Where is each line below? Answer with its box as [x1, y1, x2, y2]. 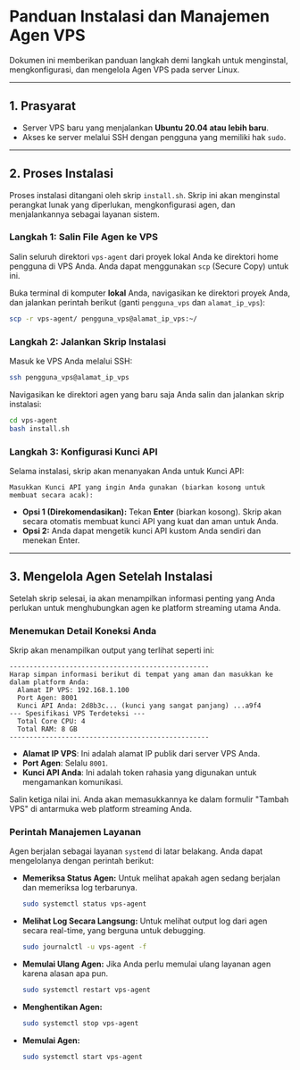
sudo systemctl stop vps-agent [21, 1018, 139, 1028]
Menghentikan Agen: [21, 1001, 103, 1012]
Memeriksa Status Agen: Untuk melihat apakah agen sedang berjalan [21, 873, 281, 883]
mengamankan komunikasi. [21, 777, 123, 788]
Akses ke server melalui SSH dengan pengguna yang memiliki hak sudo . [21, 131, 287, 142]
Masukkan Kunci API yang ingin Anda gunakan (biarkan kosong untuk [9, 482, 266, 492]
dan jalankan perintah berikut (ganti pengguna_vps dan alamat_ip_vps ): [9, 297, 266, 307]
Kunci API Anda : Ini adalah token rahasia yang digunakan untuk [21, 767, 257, 778]
